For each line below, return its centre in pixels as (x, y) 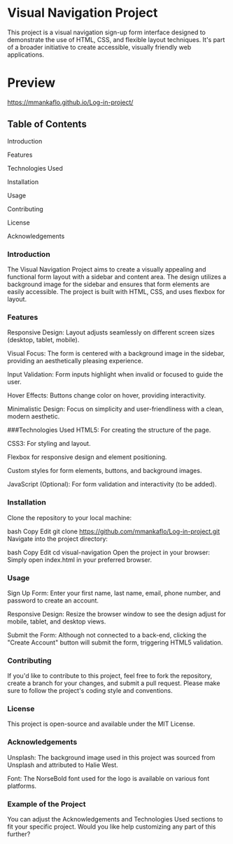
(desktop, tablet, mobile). (43, 340)
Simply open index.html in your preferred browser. (80, 560)
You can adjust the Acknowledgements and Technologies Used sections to (115, 820)
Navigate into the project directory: (58, 539)
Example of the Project (47, 804)
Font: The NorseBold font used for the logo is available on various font (108, 778)
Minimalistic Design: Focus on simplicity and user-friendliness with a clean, (115, 409)
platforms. (22, 786)
